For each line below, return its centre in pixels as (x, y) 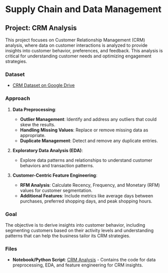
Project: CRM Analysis (41, 28)
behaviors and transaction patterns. (57, 165)
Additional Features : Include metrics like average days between (87, 195)
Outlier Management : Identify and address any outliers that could (88, 119)
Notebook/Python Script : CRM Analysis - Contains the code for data (84, 260)
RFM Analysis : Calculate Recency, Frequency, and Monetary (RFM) (90, 185)
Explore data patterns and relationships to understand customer (86, 160)
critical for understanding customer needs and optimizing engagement (78, 56)
